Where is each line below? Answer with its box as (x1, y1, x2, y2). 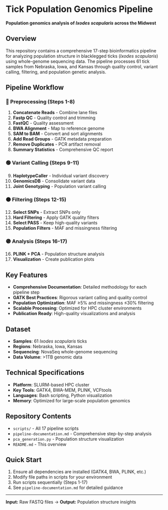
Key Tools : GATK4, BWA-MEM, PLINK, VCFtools (12, 387, 112, 393)
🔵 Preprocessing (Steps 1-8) (5, 98, 75, 105)
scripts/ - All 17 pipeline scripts (12, 425, 79, 431)
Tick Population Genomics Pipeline (5, 3, 154, 15)
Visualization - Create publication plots (12, 256, 94, 262)
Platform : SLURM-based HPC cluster (12, 381, 90, 387)
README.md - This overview (12, 441, 67, 447)
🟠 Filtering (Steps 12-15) (5, 196, 67, 203)
